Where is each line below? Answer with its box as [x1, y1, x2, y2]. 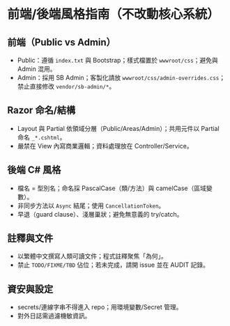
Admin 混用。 [17, 65, 56, 73]
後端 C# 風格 [7, 164, 61, 176]
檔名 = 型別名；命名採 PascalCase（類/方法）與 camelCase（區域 [17, 184, 207, 192]
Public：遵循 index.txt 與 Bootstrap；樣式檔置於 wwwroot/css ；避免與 [17, 56, 218, 64]
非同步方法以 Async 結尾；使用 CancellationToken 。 [17, 201, 165, 210]
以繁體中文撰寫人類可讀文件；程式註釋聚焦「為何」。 [17, 252, 167, 261]
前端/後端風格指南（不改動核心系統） [7, 6, 220, 22]
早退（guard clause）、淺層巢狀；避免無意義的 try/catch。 [17, 210, 183, 218]
